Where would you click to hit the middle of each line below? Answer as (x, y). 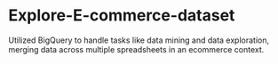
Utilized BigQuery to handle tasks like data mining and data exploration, (139, 40)
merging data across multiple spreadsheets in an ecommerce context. (136, 49)
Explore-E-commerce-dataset (122, 16)
